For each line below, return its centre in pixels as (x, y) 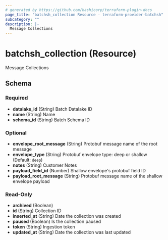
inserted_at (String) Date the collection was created (67, 216)
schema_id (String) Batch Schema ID (51, 120)
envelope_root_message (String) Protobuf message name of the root (85, 144)
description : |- (22, 24)
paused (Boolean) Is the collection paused (57, 222)
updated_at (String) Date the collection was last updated (72, 232)
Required (17, 98)
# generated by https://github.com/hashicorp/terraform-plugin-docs (79, 10)
